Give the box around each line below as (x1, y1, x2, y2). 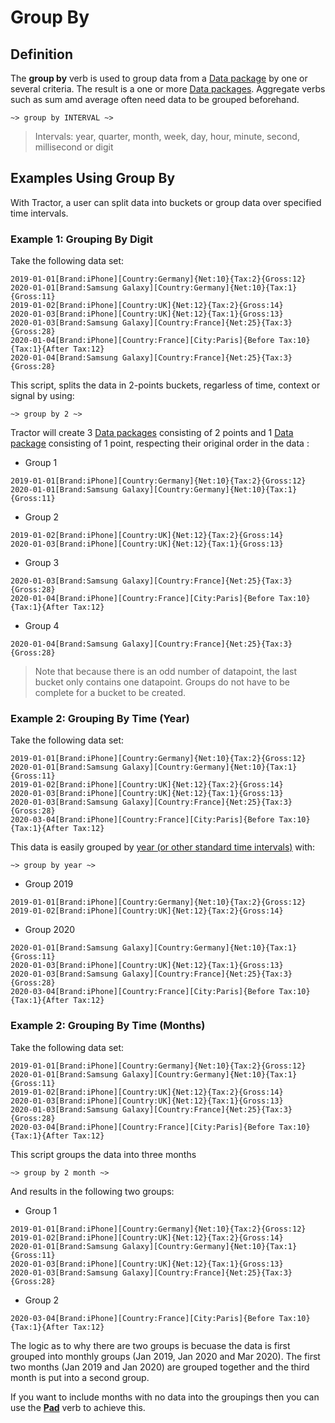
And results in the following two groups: (10, 1185, 175, 1197)
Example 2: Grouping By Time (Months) (10, 1019, 206, 1033)
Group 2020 (24, 924, 76, 936)
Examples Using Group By (10, 170, 176, 187)
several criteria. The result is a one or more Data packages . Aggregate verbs (10, 83, 326, 95)
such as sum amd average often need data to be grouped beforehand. (10, 94, 300, 105)
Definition (10, 46, 73, 63)
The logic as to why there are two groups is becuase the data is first (10, 1339, 291, 1351)
